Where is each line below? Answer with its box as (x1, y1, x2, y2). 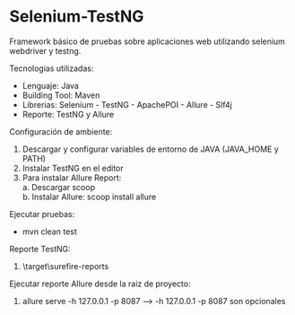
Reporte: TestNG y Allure (22, 109, 115, 119)
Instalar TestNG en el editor (22, 162, 124, 173)
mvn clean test (22, 226, 78, 237)
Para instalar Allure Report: (22, 172, 122, 183)
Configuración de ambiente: (9, 126, 113, 136)
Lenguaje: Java (22, 80, 79, 91)
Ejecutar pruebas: (9, 208, 75, 219)
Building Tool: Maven (22, 90, 100, 101)
